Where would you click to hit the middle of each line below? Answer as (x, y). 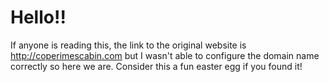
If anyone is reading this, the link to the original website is (128, 45)
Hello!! (38, 17)
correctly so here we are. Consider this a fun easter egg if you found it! (156, 66)
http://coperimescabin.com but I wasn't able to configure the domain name (165, 55)
